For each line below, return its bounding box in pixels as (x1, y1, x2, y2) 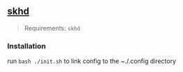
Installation (7, 41, 47, 51)
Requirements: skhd (24, 24, 81, 32)
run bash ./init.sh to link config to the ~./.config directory (7, 57, 176, 65)
